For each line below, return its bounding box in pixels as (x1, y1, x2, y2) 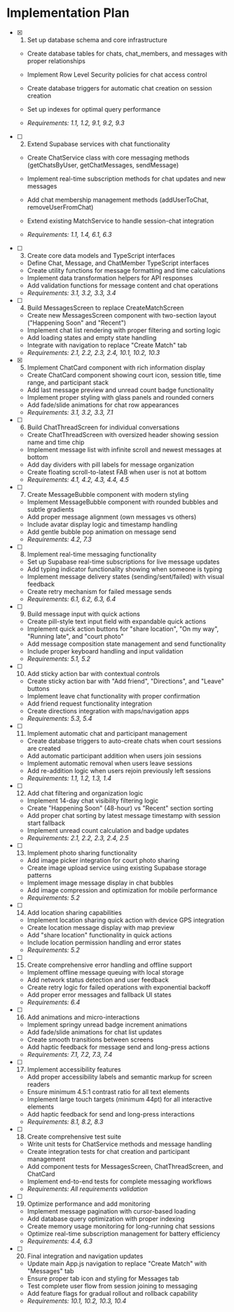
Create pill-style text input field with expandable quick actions (27, 617, 207, 625)
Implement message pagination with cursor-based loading (27, 1207, 196, 1215)
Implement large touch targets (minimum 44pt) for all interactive (27, 1095, 212, 1103)
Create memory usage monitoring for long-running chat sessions (27, 1221, 215, 1230)
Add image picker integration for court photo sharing (27, 856, 180, 864)
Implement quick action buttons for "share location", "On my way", (27, 624, 219, 633)
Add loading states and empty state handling (27, 333, 157, 342)
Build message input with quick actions (27, 609, 141, 618)
